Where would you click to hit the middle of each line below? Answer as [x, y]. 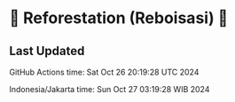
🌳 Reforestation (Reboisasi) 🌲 [119, 18]
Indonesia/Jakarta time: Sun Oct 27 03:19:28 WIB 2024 [110, 89]
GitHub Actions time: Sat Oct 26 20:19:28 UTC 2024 [104, 72]
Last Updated [47, 51]
